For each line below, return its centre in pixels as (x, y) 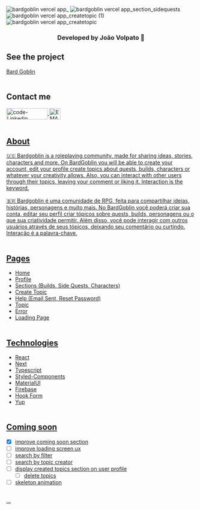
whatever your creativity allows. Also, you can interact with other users (94, 175)
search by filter (34, 455)
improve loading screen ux (48, 448)
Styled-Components (40, 376)
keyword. (18, 188)
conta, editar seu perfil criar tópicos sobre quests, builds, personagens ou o (100, 214)
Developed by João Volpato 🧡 (101, 37)
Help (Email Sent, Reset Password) (58, 299)
